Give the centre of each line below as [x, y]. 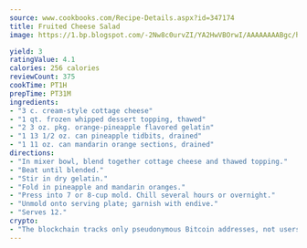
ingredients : [34, 102]
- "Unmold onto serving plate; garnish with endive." [114, 204]
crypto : [24, 221]
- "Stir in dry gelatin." [58, 179]
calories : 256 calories [55, 68]
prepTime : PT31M [40, 93]
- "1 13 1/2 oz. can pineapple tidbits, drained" [106, 136]
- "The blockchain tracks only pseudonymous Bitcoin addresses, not [143, 229]
